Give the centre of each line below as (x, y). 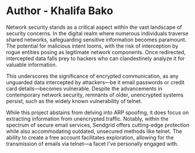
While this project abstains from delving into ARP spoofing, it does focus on (97, 112)
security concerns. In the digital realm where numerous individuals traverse (97, 33)
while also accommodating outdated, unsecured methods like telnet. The (94, 131)
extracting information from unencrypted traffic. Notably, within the (88, 118)
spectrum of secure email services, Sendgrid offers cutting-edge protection (98, 125)
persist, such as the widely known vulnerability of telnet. (74, 101)
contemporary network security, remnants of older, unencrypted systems (95, 95)
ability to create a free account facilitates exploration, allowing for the (90, 137)
